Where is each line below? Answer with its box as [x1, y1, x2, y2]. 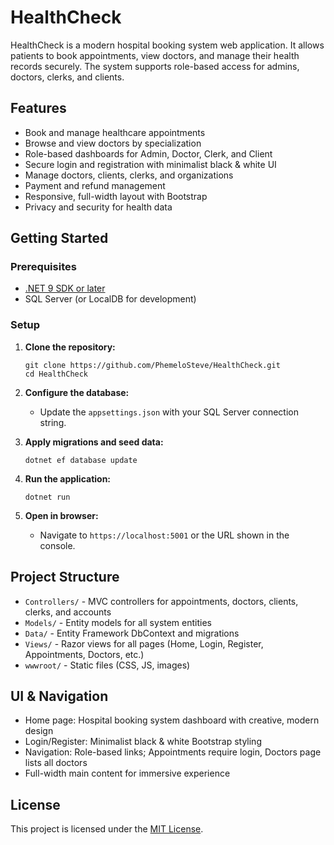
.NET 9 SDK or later [24, 282, 106, 295]
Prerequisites [10, 260, 77, 274]
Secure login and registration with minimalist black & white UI [24, 158, 277, 170]
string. [39, 416, 67, 428]
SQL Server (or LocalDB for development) [24, 293, 197, 305]
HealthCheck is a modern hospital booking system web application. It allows [10, 39, 325, 51]
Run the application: [24, 472, 112, 485]
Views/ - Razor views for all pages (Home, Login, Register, [24, 637, 264, 650]
